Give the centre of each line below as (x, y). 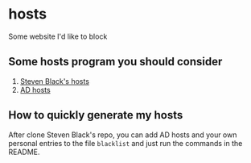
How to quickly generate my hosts (96, 115)
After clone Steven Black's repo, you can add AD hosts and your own (123, 135)
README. (24, 152)
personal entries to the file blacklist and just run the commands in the (125, 143)
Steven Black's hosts (55, 81)
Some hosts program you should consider (115, 62)
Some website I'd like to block (58, 36)
